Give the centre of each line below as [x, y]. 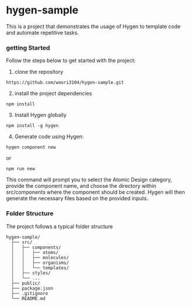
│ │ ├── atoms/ [35, 252]
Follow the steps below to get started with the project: [71, 61]
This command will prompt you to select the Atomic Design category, [89, 180]
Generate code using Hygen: [49, 137]
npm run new [20, 169]
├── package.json [32, 288]
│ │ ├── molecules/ [40, 257]
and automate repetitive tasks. [42, 32]
